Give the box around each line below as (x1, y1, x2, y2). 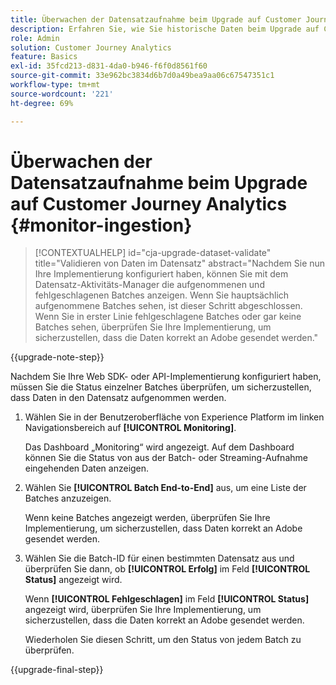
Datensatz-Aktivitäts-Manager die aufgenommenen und (34, 279, 265, 291)
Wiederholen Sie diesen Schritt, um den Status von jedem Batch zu (24, 634, 302, 646)
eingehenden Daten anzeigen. (24, 462, 150, 475)
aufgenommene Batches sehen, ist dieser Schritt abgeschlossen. (34, 300, 303, 312)
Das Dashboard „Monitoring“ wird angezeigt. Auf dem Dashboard (24, 441, 295, 453)
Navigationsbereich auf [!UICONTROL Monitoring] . (24, 422, 237, 434)
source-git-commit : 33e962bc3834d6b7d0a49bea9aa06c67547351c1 (10, 71, 275, 81)
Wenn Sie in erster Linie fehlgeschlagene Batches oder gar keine (34, 311, 302, 323)
